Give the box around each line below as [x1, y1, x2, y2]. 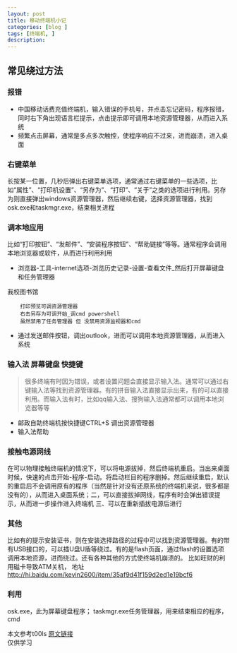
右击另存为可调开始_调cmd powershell [20, 311, 120, 318]
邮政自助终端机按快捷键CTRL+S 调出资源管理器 [17, 418, 154, 427]
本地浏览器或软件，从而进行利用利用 [7, 248, 113, 258]
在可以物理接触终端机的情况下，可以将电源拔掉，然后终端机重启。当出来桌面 [7, 464, 230, 472]
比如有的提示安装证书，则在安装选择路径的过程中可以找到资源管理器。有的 [7, 536, 224, 544]
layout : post [7, 10, 46, 18]
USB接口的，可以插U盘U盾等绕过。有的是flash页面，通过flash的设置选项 [13, 545, 224, 553]
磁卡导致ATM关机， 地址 [13, 563, 85, 571]
